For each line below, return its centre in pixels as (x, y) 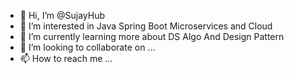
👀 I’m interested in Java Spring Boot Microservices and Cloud (146, 26)
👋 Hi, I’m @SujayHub (62, 15)
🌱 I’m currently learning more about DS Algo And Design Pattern (152, 36)
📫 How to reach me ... (66, 58)
